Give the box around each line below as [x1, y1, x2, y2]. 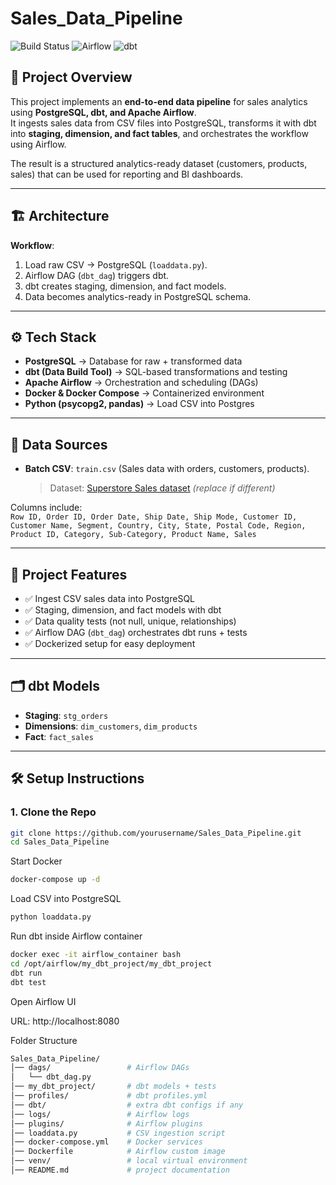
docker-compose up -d [10, 875, 101, 885]
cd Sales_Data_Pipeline [10, 837, 110, 847]
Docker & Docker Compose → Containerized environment [24, 387, 265, 399]
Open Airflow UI [10, 995, 77, 1007]
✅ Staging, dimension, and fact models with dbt [24, 604, 222, 616]
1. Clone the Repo [10, 805, 97, 819]
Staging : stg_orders [24, 709, 109, 721]
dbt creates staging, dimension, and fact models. [24, 280, 227, 292]
